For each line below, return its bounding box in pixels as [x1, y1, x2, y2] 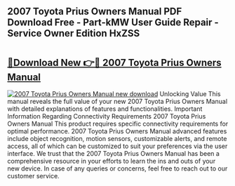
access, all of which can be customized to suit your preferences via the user [7, 142, 228, 150]
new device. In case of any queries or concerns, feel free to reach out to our [7, 164, 228, 173]
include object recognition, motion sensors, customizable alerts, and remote [7, 135, 227, 142]
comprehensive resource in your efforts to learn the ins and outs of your [7, 157, 216, 165]
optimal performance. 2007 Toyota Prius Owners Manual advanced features [7, 127, 227, 135]
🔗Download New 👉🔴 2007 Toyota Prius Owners [7, 56, 222, 69]
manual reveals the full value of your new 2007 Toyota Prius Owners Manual [7, 98, 228, 105]
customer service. [7, 172, 60, 180]
